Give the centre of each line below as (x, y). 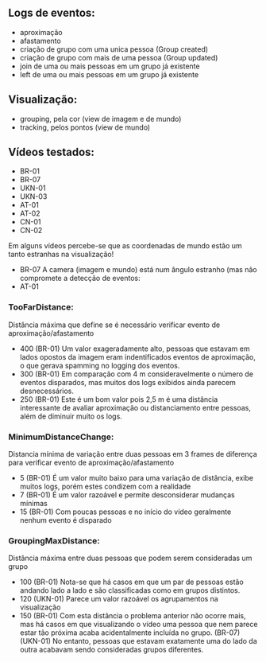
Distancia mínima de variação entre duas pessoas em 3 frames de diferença (133, 454)
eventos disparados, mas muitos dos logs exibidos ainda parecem (128, 382)
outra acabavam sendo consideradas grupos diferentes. (112, 650)
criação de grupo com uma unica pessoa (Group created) (114, 49)
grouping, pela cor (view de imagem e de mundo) (100, 119)
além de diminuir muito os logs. (71, 416)
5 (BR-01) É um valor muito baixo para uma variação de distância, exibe (137, 478)
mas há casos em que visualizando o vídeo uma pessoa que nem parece (139, 625)
